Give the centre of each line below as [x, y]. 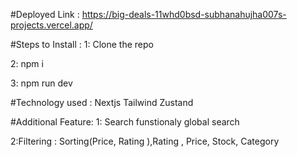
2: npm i [27, 63]
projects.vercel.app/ [51, 25]
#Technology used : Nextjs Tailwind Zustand [102, 102]
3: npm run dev [41, 83]
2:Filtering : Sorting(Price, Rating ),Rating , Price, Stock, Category [145, 141]
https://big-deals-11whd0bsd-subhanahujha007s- [184, 14]
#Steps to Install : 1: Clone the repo [82, 44]
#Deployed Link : [45, 14]
